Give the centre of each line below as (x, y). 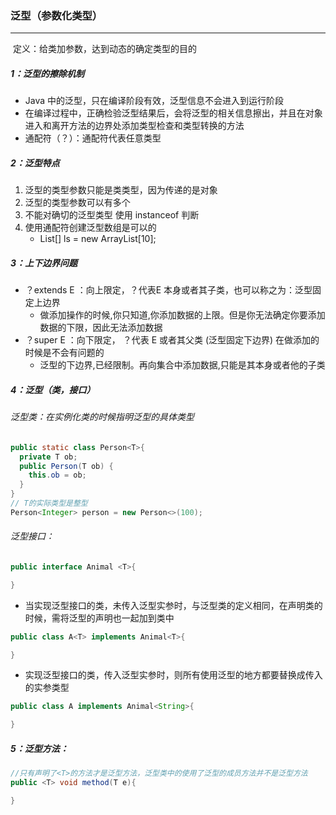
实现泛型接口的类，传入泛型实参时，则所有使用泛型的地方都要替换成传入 (173, 675)
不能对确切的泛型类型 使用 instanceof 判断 (112, 215)
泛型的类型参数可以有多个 (77, 203)
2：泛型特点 (35, 163)
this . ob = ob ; (57, 475)
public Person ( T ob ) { (66, 466)
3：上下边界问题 (44, 263)
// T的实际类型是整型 (49, 503)
